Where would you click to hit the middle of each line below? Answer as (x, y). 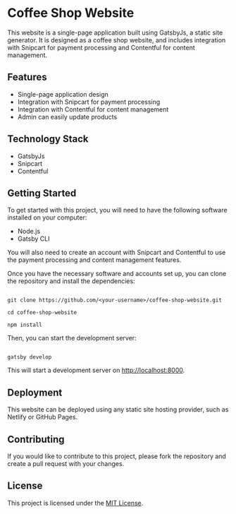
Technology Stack (48, 139)
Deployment (35, 392)
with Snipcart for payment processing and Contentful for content (101, 47)
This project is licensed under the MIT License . (75, 503)
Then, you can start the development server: (72, 338)
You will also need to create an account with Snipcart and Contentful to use (117, 253)
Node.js (29, 232)
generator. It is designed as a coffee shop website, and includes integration (117, 40)
